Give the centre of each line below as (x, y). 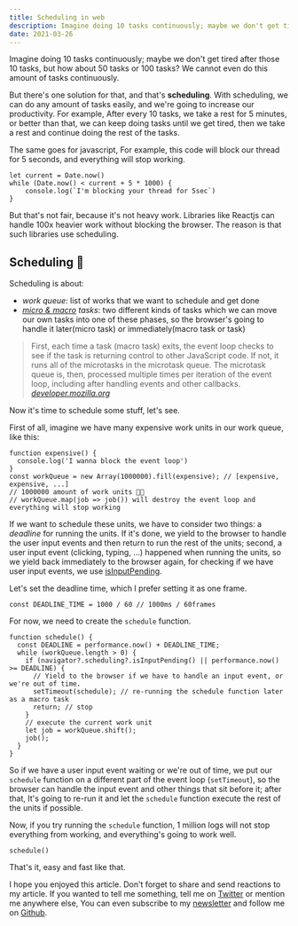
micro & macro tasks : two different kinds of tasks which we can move (149, 310)
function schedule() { (51, 638)
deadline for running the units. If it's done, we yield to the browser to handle (148, 534)
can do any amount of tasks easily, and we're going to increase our (132, 105)
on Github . (28, 913)
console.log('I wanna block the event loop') (103, 461)
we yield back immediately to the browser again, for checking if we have (141, 562)
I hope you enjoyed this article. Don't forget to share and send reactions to (145, 884)
